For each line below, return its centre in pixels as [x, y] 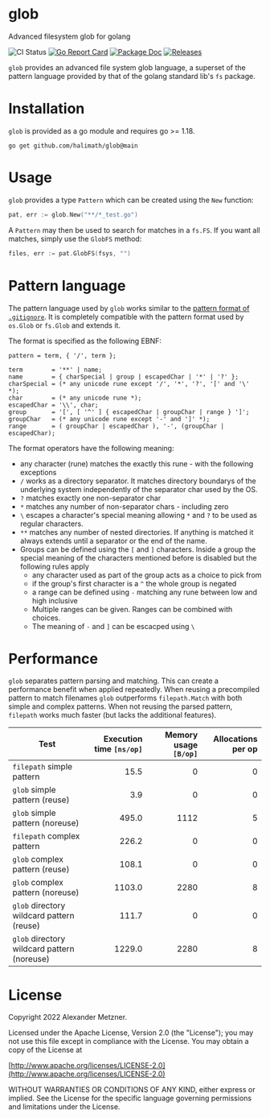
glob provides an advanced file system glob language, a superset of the [127, 67]
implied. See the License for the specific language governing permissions [130, 1098]
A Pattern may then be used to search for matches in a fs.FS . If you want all [134, 230]
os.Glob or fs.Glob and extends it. [64, 325]
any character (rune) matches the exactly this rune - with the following [137, 463]
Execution [123, 739]
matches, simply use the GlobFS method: [75, 238]
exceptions [38, 472]
